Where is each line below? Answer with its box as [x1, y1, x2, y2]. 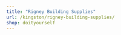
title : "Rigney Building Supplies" [6, 8, 96, 15]
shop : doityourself [6, 20, 56, 26]
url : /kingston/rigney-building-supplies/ [6, 14, 115, 20]
